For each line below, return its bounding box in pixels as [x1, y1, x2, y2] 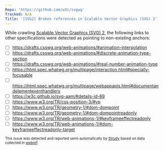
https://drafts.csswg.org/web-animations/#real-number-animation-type [12, 61, 158, 67]
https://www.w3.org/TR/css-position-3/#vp [12, 99, 101, 105]
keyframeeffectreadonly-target [12, 126, 75, 133]
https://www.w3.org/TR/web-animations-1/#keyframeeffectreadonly [12, 115, 151, 121]
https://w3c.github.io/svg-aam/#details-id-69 [12, 93, 105, 99]
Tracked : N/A [5, 12, 32, 17]
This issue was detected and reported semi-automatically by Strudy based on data [5, 136, 145, 141]
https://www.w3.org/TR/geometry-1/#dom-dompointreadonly [12, 110, 137, 116]
